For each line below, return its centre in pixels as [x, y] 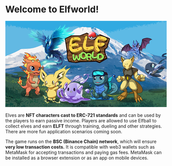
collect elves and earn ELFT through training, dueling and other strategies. [84, 126]
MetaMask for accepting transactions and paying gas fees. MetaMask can [84, 152]
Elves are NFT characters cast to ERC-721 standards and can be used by [83, 115]
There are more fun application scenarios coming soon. [64, 131]
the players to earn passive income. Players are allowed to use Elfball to [81, 120]
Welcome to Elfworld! [52, 9]
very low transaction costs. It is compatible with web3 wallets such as [80, 147]
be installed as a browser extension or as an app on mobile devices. [77, 158]
